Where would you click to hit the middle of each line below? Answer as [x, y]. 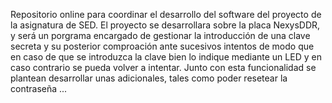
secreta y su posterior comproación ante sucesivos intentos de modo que [162, 46]
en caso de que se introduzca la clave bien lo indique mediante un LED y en [166, 57]
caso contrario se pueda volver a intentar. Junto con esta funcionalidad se [163, 67]
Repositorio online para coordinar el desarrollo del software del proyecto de [166, 14]
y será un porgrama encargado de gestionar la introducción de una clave [160, 35]
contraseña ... [39, 88]
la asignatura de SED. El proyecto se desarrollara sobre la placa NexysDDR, [165, 25]
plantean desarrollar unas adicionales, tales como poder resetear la [149, 78]
